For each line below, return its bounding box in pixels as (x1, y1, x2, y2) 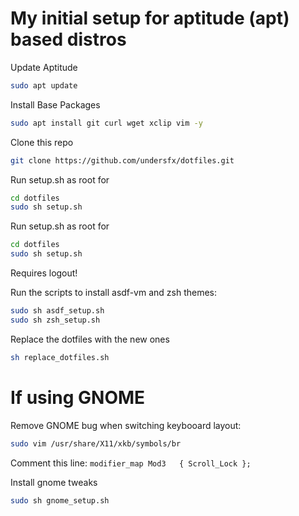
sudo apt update (10, 80, 78, 91)
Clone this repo (10, 136, 74, 148)
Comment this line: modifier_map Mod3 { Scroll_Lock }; (10, 457, 252, 469)
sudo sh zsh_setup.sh (10, 315, 101, 325)
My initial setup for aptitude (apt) (10, 7, 290, 30)
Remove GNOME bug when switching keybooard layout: (10, 419, 242, 431)
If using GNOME (10, 386, 146, 409)
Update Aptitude (10, 61, 78, 73)
